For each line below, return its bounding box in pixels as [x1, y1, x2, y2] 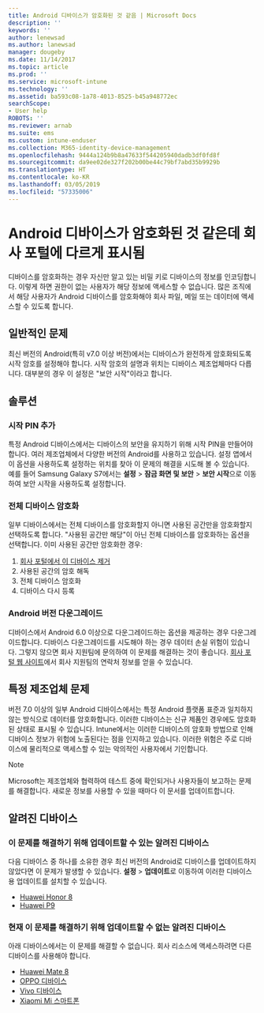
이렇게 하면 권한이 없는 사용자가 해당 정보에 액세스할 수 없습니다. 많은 [18, 281, 231, 291]
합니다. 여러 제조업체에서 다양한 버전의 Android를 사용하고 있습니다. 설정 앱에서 [8, 450, 252, 459]
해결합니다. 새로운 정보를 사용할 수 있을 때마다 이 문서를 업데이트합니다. [16, 786, 235, 796]
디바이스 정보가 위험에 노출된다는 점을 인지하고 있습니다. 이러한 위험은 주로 [8, 734, 238, 744]
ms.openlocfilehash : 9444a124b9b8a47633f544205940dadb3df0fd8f [8, 151, 221, 159]
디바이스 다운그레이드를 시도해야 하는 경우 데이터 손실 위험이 [43, 637, 229, 646]
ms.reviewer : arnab [8, 122, 73, 130]
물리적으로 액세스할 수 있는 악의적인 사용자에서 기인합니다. [28, 744, 209, 754]
